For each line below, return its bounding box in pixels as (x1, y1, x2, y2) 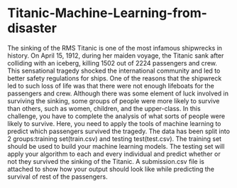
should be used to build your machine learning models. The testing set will (7, 142, 225, 150)
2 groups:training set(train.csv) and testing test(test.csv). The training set (7, 134, 222, 143)
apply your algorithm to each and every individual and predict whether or (7, 150, 221, 158)
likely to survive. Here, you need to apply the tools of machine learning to (7, 119, 221, 127)
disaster (7, 20, 57, 36)
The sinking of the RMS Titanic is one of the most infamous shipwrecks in (7, 43, 222, 52)
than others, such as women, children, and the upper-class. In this (7, 104, 201, 113)
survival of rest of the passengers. (7, 172, 108, 181)
